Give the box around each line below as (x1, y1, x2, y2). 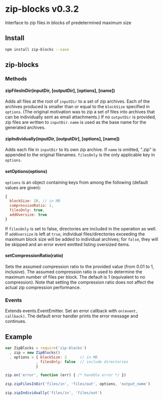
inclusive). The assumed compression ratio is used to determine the (5, 269, 142, 275)
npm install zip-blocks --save (5, 47, 69, 52)
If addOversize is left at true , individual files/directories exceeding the (5, 231, 145, 237)
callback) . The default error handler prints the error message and (5, 313, 138, 319)
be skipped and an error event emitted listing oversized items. (5, 241, 130, 247)
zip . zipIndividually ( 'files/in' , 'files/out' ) (5, 391, 102, 396)
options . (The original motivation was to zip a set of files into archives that (5, 109, 155, 115)
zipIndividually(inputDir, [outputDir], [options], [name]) (5, 136, 120, 142)
